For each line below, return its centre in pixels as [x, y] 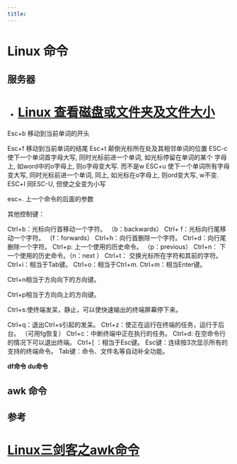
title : [17, 14]
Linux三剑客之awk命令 [74, 450]
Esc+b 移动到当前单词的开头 [48, 134]
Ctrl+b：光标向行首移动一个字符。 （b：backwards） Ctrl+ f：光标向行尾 [114, 229]
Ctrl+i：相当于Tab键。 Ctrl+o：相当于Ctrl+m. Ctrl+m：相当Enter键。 [107, 265]
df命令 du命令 [28, 366]
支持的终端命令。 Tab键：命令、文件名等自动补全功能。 [88, 351]
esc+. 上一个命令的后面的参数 [51, 199]
